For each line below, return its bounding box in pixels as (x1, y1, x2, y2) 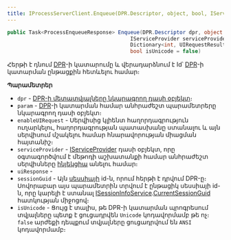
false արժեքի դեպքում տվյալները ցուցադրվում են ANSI (16, 218, 192, 226)
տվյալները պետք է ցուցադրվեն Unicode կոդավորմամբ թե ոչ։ (16, 211, 210, 219)
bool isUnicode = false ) (130, 48, 201, 55)
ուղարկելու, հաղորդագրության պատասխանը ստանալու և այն (16, 123, 221, 132)
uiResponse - (16, 167, 53, 176)
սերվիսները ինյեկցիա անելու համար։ (16, 160, 138, 168)
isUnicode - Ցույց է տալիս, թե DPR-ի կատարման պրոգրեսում (16, 204, 208, 212)
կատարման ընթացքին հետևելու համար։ (7, 68, 140, 76)
